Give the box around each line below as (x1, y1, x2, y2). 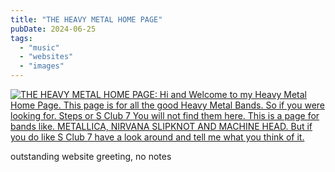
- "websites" (19, 52, 74, 62)
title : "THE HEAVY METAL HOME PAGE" (10, 14, 163, 25)
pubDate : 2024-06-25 (10, 24, 97, 34)
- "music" (19, 42, 60, 53)
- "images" (19, 61, 65, 71)
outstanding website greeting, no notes (10, 151, 172, 162)
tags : (10, 33, 33, 43)
